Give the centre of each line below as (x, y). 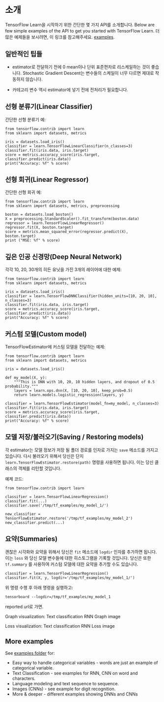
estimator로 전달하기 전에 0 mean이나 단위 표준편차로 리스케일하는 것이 (81, 67)
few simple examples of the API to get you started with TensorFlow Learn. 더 (82, 31)
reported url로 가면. (24, 606)
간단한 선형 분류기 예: (25, 119)
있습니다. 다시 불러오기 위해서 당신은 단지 (44, 456)
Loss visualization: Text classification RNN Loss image (60, 626)
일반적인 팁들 (24, 54)
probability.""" (22, 386)
